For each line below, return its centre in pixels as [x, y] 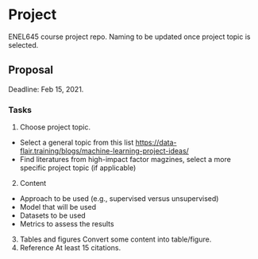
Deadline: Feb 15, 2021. [46, 89]
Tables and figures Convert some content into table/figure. [116, 239]
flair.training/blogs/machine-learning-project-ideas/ [104, 151]
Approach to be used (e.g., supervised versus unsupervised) [119, 199]
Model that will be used [58, 207]
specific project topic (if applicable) [78, 168]
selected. [23, 44]
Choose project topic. [55, 127]
